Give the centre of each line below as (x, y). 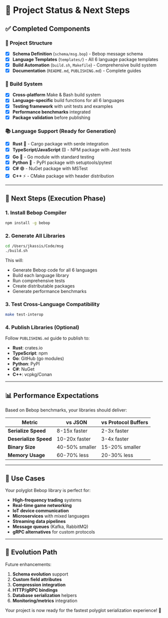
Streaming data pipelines (39, 521)
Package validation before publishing (51, 117)
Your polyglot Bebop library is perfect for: (48, 490)
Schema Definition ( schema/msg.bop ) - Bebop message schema (78, 53)
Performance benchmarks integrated (51, 111)
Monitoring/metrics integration (45, 600)
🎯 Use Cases (25, 478)
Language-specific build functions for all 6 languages (68, 100)
